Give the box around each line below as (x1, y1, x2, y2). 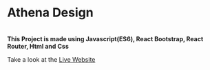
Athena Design (7, 5, 94, 21)
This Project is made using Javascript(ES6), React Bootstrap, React (7, 34, 204, 43)
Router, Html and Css (7, 42, 69, 50)
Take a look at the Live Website (7, 55, 96, 63)
